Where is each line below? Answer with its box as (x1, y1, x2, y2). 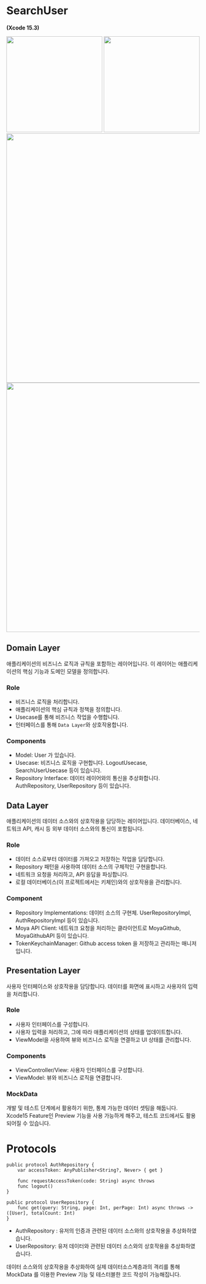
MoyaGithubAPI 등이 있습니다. (15, 932, 89, 939)
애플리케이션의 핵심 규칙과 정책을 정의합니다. (15, 706, 123, 713)
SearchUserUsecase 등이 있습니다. (15, 767, 102, 774)
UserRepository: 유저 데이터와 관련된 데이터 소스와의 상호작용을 (15, 1242, 170, 1250)
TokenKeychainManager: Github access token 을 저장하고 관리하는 (15, 940, 181, 947)
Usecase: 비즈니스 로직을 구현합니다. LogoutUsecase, (15, 759, 148, 767)
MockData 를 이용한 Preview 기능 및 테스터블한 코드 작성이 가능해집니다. (6, 1271, 181, 1278)
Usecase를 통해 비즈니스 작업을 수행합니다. (15, 713, 120, 721)
